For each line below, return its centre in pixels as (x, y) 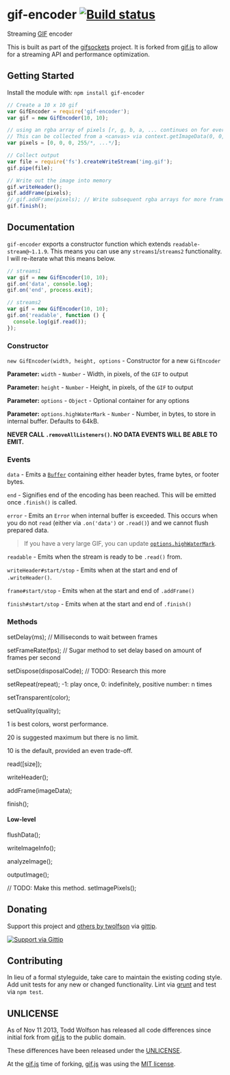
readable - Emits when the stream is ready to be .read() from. (95, 557)
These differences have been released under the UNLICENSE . (94, 1051)
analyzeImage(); (30, 861)
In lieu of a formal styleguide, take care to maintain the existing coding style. (115, 978)
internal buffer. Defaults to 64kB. (53, 421)
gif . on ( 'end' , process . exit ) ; (50, 290)
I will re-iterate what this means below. (62, 258)
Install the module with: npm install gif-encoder (76, 92)
